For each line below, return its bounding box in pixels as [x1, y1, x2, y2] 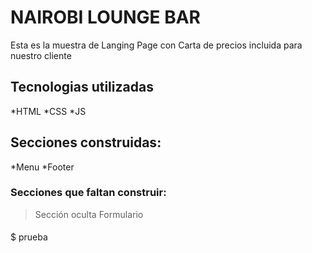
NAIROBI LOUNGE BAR [10, 6, 202, 29]
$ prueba [10, 231, 48, 243]
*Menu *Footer [10, 161, 75, 173]
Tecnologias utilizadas [10, 79, 154, 96]
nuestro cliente [10, 49, 72, 61]
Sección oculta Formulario [34, 208, 144, 220]
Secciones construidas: [10, 134, 162, 151]
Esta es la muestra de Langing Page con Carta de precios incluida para [10, 39, 303, 51]
